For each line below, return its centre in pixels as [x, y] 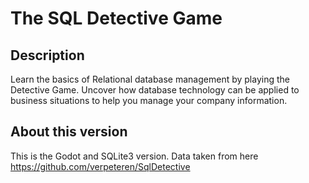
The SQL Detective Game [116, 18]
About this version [69, 132]
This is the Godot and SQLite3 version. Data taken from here [134, 156]
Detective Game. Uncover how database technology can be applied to [155, 90]
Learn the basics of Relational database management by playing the [150, 79]
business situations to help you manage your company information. [149, 100]
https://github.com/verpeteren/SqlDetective [100, 166]
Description [47, 55]
